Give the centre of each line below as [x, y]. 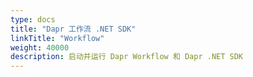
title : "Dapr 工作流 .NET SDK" [73, 29]
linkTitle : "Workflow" [57, 38]
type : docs [33, 19]
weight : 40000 [40, 47]
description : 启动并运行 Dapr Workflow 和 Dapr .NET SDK [127, 57]
